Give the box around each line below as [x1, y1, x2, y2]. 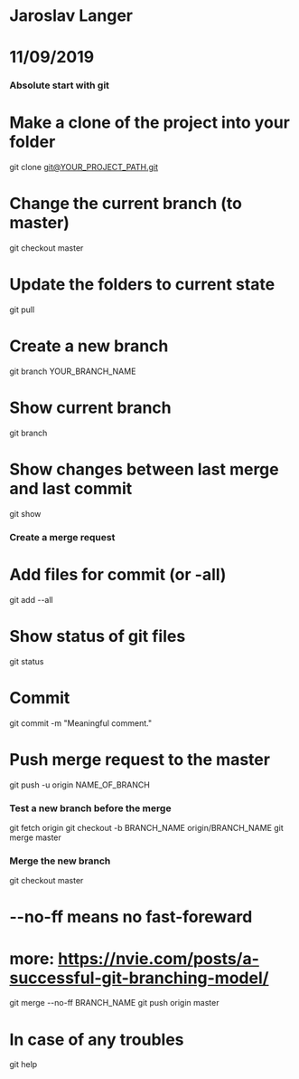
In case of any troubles [9, 1029, 184, 1050]
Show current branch [9, 397, 172, 418]
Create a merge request [9, 530, 116, 543]
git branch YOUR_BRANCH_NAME [9, 366, 136, 377]
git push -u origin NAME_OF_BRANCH [9, 779, 151, 790]
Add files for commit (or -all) [9, 565, 227, 585]
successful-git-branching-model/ [9, 968, 269, 988]
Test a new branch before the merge [9, 802, 172, 815]
